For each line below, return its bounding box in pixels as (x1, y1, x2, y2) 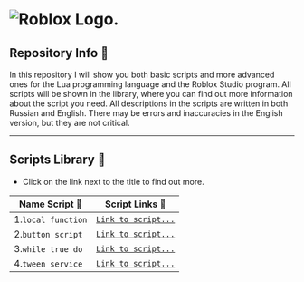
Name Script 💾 (18, 198, 83, 210)
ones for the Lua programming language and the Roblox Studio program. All (9, 79, 291, 90)
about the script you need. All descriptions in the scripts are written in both (9, 98, 289, 109)
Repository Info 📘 (9, 45, 109, 61)
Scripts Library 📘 (9, 152, 106, 168)
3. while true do (14, 242, 83, 255)
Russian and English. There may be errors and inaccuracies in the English (9, 108, 283, 118)
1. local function (14, 213, 88, 226)
